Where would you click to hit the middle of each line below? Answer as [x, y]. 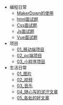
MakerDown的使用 [35, 13]
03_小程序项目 [31, 61]
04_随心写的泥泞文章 [37, 92]
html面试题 [27, 19]
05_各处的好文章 [33, 98]
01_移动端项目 [31, 49]
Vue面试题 [27, 37]
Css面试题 [27, 25]
